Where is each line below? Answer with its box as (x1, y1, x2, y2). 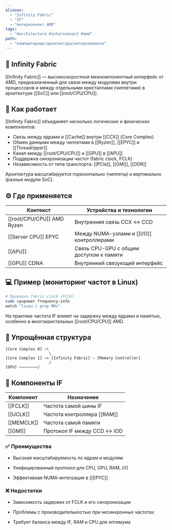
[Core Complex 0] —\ (5, 347, 50, 352)
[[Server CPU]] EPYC (8, 233, 59, 240)
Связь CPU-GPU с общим (74, 245, 139, 252)
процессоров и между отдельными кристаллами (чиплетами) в (5, 84, 145, 90)
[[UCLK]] (8, 411, 30, 418)
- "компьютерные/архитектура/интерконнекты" (10, 41, 106, 46)
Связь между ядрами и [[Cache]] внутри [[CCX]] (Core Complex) (12, 134, 154, 140)
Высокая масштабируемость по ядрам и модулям (12, 455, 123, 461)
